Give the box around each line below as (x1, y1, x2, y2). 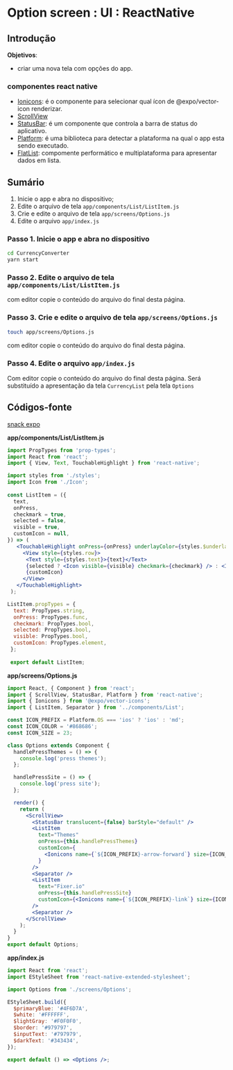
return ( (19, 806, 45, 813)
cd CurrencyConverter (7, 250, 70, 257)
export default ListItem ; (10, 659, 85, 666)
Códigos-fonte (7, 402, 72, 413)
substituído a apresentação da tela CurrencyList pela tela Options (7, 381, 194, 390)
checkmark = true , (13, 511, 67, 518)
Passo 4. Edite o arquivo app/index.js (7, 359, 135, 368)
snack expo (7, 420, 40, 428)
